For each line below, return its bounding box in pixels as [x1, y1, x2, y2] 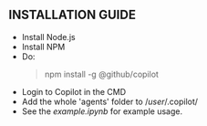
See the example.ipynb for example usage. [21, 105, 183, 117]
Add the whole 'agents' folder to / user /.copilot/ [21, 96, 198, 107]
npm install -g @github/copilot [44, 68, 159, 79]
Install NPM [21, 41, 66, 52]
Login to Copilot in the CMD [21, 86, 127, 97]
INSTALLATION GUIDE [8, 7, 136, 23]
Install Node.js [21, 31, 76, 42]
